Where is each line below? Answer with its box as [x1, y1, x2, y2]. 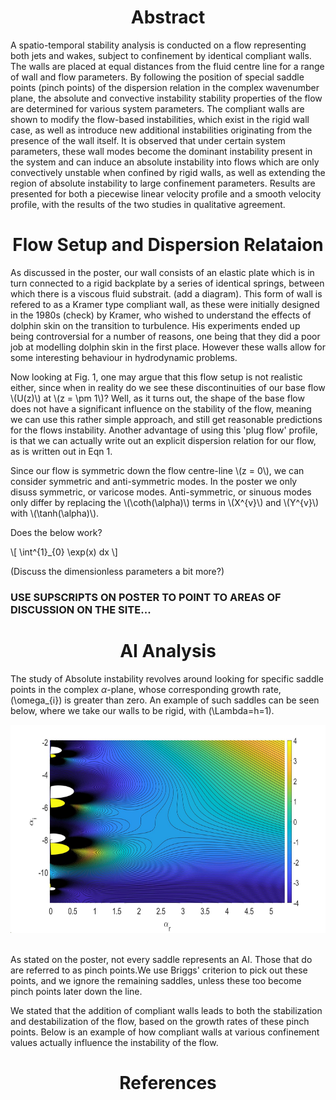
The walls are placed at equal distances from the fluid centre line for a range [10, 60, 325, 72]
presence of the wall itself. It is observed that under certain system [10, 134, 286, 146]
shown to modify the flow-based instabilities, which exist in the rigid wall [10, 113, 310, 125]
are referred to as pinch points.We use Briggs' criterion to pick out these [10, 964, 308, 976]
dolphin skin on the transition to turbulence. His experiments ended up [10, 319, 301, 331]
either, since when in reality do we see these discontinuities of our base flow [10, 381, 326, 393]
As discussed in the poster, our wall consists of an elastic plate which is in [10, 266, 315, 278]
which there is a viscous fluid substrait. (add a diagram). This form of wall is [10, 287, 323, 300]
